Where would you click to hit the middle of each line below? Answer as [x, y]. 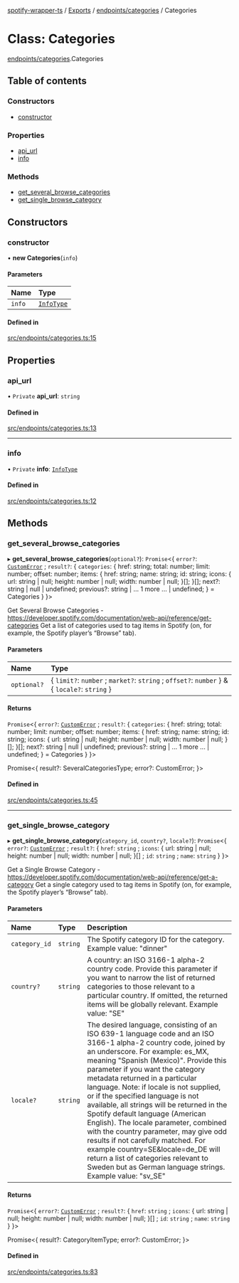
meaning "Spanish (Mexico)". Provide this [157, 1060]
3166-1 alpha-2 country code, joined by [156, 1043]
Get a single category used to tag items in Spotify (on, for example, [133, 885]
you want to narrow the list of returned [151, 977]
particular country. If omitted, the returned [157, 995]
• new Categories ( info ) [43, 257]
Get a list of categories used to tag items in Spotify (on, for [126, 626]
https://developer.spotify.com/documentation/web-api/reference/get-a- [113, 877]
